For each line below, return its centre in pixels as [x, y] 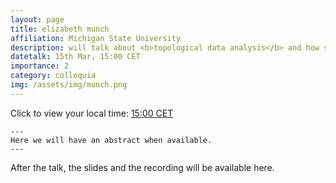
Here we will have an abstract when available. [111, 140]
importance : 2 [40, 66]
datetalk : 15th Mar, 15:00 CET [75, 57]
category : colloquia [53, 76]
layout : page [37, 19]
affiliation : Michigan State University [96, 38]
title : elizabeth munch [60, 29]
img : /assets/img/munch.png [69, 85]
